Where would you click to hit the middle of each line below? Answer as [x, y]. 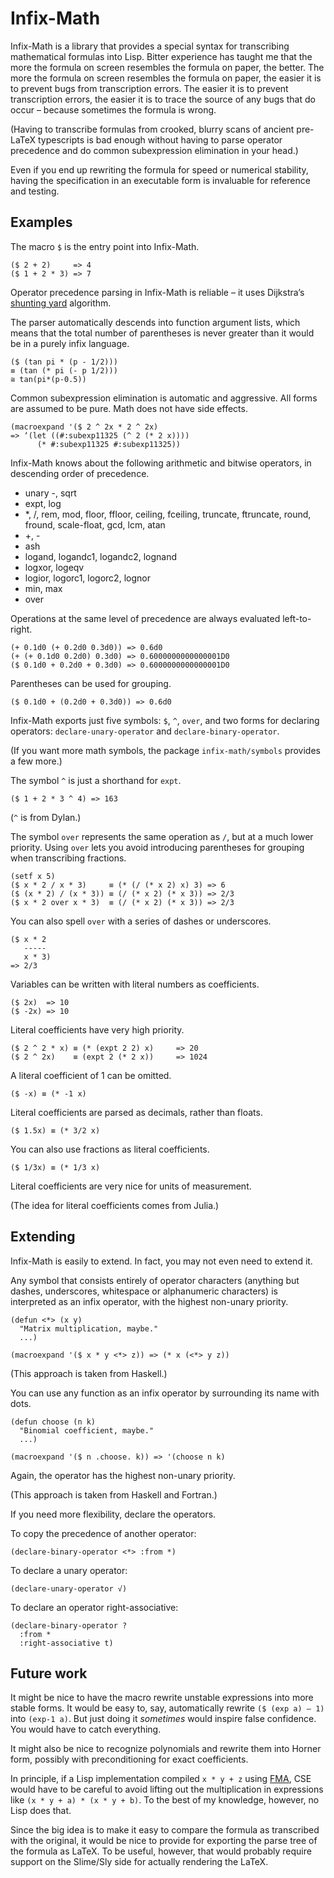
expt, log [43, 503]
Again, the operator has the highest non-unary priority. [123, 1475]
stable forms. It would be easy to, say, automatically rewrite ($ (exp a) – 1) [167, 1708]
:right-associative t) [66, 1643]
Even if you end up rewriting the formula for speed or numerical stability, [159, 169]
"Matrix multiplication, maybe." [89, 1328]
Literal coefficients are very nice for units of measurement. [131, 1186]
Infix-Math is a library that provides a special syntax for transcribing [150, 46]
